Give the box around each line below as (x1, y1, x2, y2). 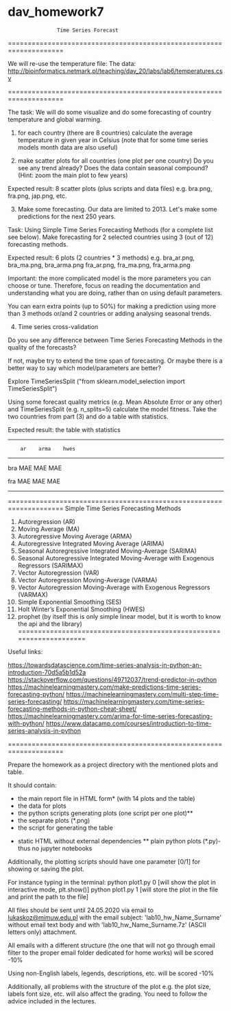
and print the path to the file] (8, 892, 88, 900)
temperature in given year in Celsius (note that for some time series (17, 135, 208, 144)
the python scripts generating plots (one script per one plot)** (17, 808, 194, 817)
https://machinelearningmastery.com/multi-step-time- (65, 690, 219, 698)
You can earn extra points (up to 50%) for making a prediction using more (8, 302, 217, 310)
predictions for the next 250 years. (17, 212, 116, 220)
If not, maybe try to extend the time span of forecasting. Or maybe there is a (8, 356, 223, 365)
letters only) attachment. (8, 928, 77, 936)
